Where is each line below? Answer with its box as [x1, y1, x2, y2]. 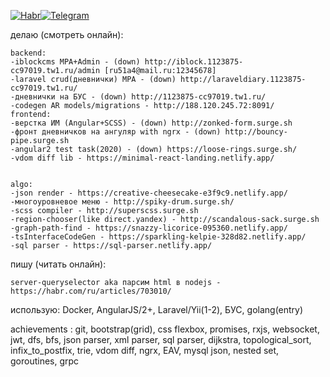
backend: [10, 48, 47, 58]
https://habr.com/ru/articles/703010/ [10, 286, 172, 296]
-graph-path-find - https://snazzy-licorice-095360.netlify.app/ [10, 223, 288, 233]
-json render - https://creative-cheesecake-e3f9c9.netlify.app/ [10, 188, 288, 198]
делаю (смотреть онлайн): [10, 29, 124, 40]
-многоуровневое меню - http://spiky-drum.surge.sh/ [10, 197, 235, 207]
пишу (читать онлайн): [10, 258, 107, 270]
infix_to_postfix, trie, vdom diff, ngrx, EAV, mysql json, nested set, [10, 345, 280, 356]
